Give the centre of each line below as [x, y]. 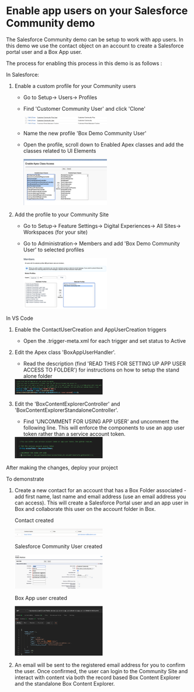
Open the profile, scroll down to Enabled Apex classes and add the [103, 144]
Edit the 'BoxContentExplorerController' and [67, 404]
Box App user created [41, 598]
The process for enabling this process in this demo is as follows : [84, 63]
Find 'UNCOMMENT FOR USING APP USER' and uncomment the [101, 421]
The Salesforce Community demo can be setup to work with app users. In [95, 39]
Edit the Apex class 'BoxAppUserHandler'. [65, 352]
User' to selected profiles [54, 250]
